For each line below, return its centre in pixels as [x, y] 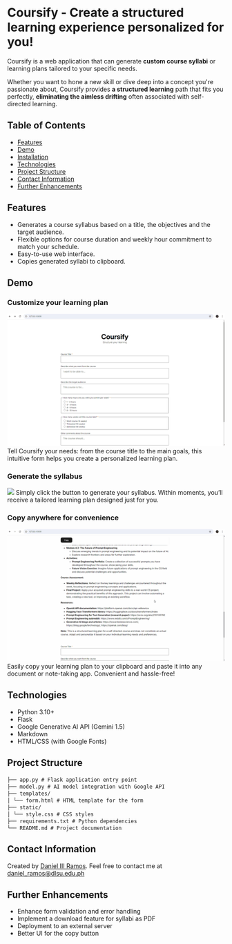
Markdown [32, 734]
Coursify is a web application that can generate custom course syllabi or [112, 61]
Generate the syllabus [45, 476]
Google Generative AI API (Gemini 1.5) [71, 727]
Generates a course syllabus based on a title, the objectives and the [114, 224]
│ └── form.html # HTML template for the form [75, 800]
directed [19, 104]
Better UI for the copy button [58, 934]
